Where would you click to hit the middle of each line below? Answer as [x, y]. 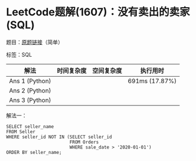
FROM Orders [84, 142]
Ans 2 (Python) [30, 90]
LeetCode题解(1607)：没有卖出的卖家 [98, 12]
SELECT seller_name [30, 126]
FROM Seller [21, 132]
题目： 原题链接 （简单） [35, 42]
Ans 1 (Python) [30, 81]
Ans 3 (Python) [30, 100]
